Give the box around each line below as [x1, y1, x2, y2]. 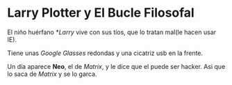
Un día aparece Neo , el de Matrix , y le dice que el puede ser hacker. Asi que [7, 62, 226, 70]
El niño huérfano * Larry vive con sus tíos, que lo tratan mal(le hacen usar [7, 28, 217, 36]
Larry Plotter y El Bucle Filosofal [7, 5, 194, 21]
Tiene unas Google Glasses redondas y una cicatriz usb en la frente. [7, 49, 204, 57]
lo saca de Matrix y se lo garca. [7, 70, 97, 78]
